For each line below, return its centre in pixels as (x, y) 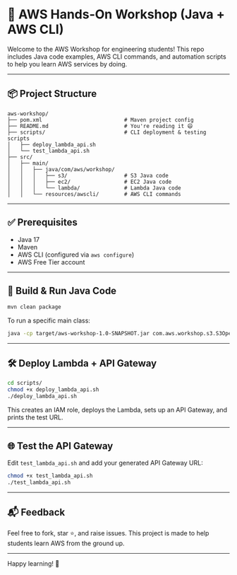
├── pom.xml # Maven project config (101, 120)
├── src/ (20, 157)
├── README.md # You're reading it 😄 (100, 126)
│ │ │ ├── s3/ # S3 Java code (88, 175)
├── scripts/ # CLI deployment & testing (107, 132)
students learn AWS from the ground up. (66, 543)
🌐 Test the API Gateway (60, 446)
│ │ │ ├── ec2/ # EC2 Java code (90, 182)
